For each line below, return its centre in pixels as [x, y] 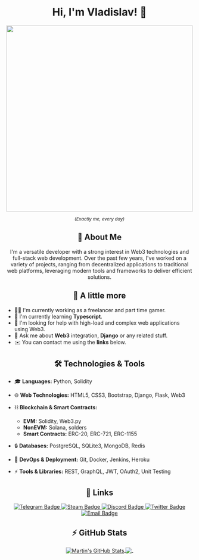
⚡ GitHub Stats [99, 533]
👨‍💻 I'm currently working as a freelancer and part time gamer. [90, 310]
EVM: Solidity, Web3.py [52, 421]
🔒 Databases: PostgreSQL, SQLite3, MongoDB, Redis [80, 446]
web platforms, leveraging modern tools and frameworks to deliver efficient [99, 270]
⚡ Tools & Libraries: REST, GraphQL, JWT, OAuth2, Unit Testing [92, 472]
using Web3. [29, 329]
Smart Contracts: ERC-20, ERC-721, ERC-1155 [80, 434]
